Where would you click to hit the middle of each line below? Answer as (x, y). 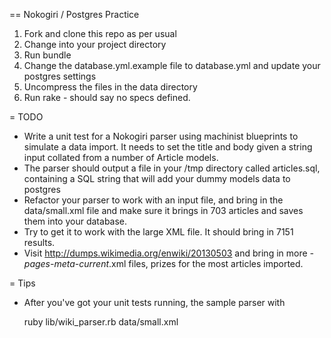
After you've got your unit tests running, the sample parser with (154, 302)
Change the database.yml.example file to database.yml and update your (172, 65)
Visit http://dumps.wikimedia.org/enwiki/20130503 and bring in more (165, 253)
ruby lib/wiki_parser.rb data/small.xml (101, 322)
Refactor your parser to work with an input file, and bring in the (153, 200)
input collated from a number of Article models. (121, 157)
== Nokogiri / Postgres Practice (74, 14)
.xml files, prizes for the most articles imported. (206, 263)
